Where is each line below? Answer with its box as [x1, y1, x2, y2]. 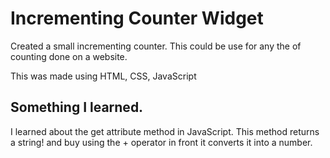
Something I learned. [10, 99, 144, 116]
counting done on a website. [10, 50, 128, 62]
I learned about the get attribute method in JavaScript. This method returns [10, 125, 320, 137]
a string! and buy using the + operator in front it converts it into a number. [10, 136, 313, 148]
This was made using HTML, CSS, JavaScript [10, 70, 197, 82]
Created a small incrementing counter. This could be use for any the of [10, 40, 302, 52]
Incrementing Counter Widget [10, 7, 264, 30]
